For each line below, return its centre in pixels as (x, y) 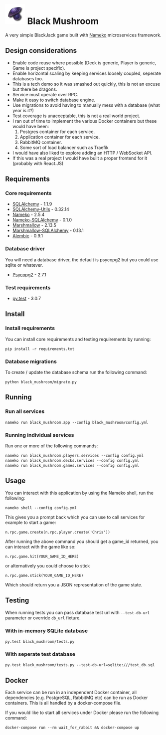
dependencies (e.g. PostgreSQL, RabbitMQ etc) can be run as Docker (77, 698)
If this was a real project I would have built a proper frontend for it (80, 158)
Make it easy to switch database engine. (54, 100)
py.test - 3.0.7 (27, 299)
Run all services (25, 411)
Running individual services (40, 435)
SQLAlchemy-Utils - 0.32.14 (41, 209)
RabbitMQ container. (41, 142)
